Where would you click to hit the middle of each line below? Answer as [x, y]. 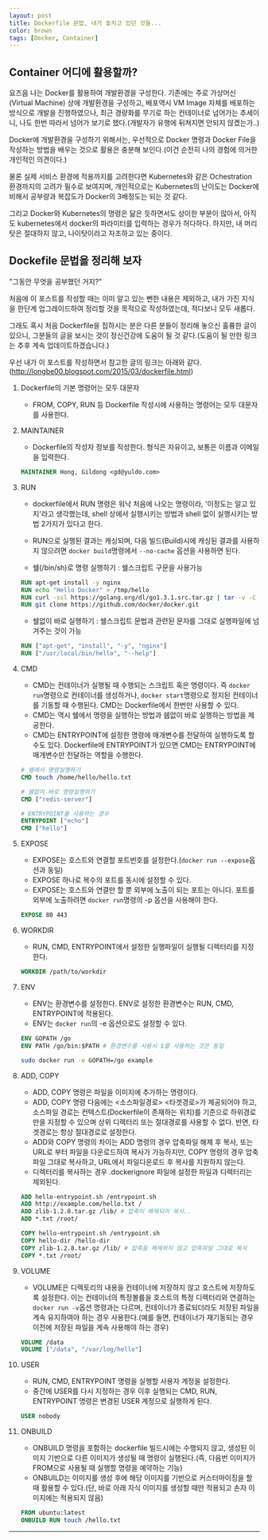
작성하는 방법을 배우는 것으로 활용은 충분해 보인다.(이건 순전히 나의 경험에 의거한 [133, 150]
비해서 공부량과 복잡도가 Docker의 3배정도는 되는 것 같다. [98, 197]
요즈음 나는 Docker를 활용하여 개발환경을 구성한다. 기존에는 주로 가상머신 [123, 93]
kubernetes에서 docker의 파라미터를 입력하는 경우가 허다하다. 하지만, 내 [130, 223]
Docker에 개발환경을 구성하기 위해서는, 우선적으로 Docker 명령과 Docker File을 [133, 139]
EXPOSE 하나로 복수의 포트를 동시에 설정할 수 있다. [112, 880]
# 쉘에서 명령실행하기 [50, 770]
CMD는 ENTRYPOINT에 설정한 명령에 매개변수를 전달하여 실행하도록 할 [144, 735]
